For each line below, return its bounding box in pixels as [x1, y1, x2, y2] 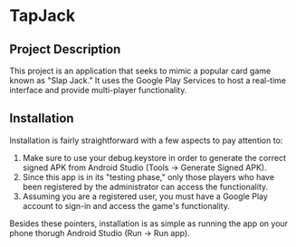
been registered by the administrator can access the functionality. [22, 181, 269, 192]
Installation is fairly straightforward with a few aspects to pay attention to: [9, 135, 283, 146]
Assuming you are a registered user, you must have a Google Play [22, 191, 269, 202]
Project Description [9, 42, 121, 57]
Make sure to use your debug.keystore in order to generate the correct [22, 152, 287, 163]
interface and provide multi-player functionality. [9, 85, 187, 95]
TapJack [9, 5, 75, 26]
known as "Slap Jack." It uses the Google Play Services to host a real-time [9, 75, 287, 86]
